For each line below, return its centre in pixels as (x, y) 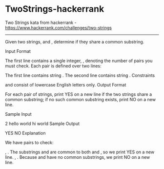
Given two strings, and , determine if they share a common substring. (75, 42)
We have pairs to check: (29, 142)
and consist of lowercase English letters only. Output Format (66, 84)
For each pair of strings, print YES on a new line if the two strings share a (79, 94)
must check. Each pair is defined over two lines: (53, 66)
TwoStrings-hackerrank (55, 9)
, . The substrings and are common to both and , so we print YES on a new (80, 152)
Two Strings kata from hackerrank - (41, 22)
